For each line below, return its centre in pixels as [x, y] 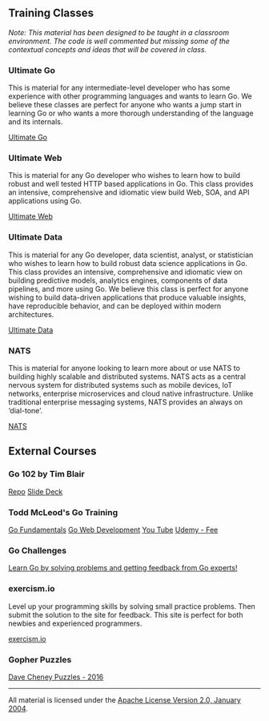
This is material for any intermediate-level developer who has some [119, 88]
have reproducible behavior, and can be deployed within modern [115, 306]
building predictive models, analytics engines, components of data [118, 280]
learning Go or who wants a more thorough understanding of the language [131, 113]
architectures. [31, 314]
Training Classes [51, 13]
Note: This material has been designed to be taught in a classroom [119, 32]
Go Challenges [38, 550]
